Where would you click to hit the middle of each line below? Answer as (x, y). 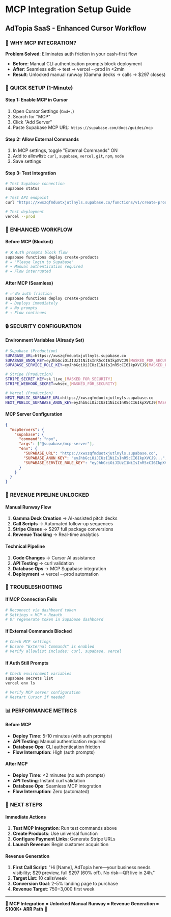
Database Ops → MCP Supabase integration (59, 568)
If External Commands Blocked (39, 631)
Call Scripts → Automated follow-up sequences (63, 524)
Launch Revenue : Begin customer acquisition (61, 845)
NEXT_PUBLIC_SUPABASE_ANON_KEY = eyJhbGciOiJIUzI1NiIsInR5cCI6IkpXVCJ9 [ (82, 402)
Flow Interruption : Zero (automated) (51, 791)
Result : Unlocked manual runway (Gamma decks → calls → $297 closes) (89, 74)
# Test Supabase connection (35, 184)
